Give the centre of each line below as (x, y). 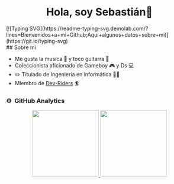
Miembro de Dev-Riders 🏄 (47, 83)
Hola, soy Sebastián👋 (99, 12)
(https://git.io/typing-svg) (37, 41)
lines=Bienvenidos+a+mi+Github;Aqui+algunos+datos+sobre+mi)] (87, 34)
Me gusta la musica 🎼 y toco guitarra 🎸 (62, 59)
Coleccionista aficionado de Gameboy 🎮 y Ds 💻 (74, 65)
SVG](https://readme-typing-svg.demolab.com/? (89, 28)
